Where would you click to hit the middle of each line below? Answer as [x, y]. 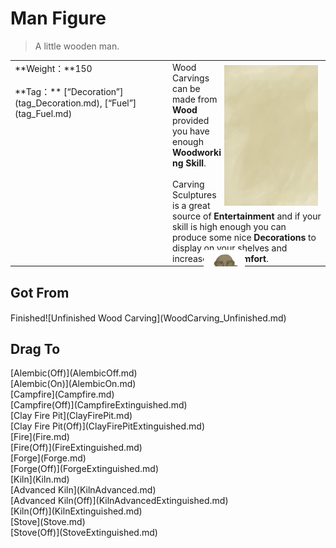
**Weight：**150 [53, 68]
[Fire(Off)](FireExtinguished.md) [76, 448]
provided [191, 120]
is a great [191, 205]
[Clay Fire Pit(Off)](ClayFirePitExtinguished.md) [108, 426]
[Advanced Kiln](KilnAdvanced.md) [83, 490]
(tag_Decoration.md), [58, 103]
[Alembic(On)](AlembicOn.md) [73, 384]
